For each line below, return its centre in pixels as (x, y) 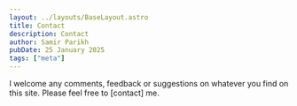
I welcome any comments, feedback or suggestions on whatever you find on (149, 83)
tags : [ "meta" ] (37, 58)
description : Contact (49, 34)
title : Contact (37, 26)
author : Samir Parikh (49, 42)
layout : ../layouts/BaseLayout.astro (79, 17)
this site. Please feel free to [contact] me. (84, 93)
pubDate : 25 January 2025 (57, 50)
